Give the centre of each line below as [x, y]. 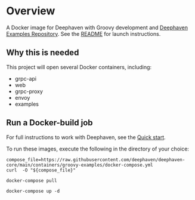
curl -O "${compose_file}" [41, 170]
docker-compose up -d [33, 191]
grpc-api [26, 78]
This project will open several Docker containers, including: [79, 67]
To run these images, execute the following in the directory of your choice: [98, 149]
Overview [31, 11]
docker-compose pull [32, 180]
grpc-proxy [29, 91]
